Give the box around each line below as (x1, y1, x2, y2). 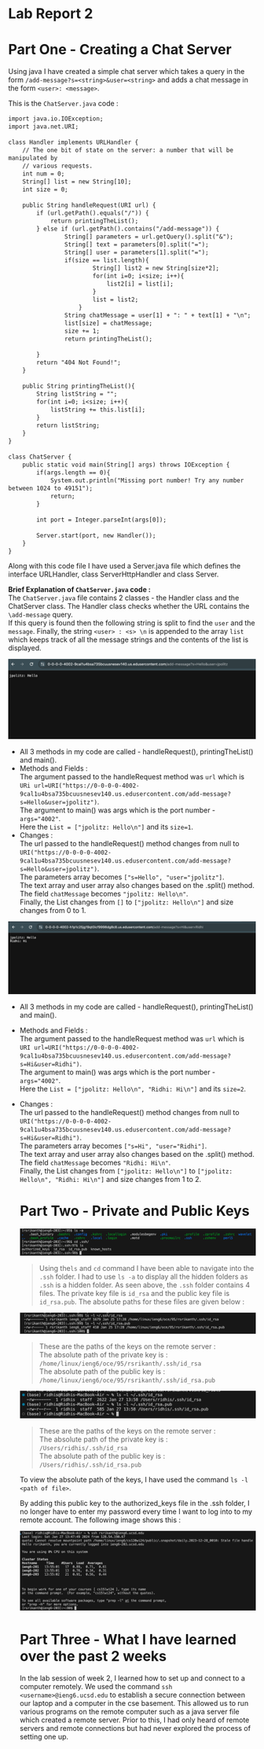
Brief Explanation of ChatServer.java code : (8, 585, 151, 595)
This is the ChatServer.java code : (8, 99, 119, 109)
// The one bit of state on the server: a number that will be (22, 146, 234, 154)
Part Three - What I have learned (19, 1631, 237, 1648)
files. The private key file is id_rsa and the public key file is (38, 1288, 230, 1298)
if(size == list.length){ (64, 256, 149, 264)
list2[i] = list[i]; (106, 280, 174, 288)
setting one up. (19, 1732, 69, 1742)
